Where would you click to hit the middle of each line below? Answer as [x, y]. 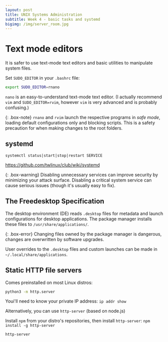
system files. [18, 68]
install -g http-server [30, 326]
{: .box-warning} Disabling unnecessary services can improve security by [82, 175]
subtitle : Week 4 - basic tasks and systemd [53, 19]
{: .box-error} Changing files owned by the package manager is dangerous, [83, 234]
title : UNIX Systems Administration [44, 15]
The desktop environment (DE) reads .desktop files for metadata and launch [84, 213]
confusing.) [17, 108]
